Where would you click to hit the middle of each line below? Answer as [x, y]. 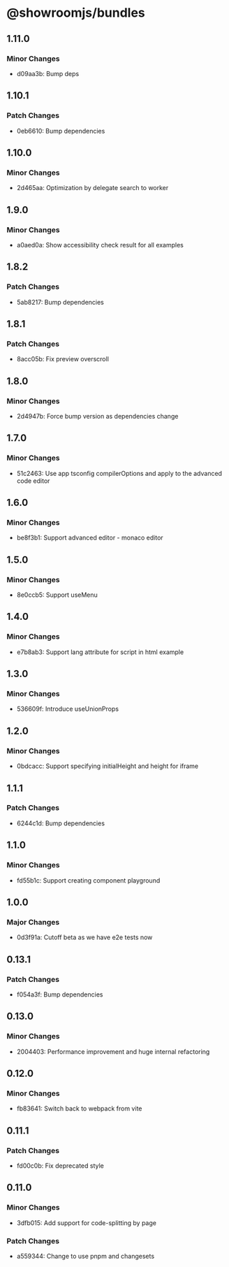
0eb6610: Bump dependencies [61, 131]
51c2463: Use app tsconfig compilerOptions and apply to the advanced [119, 473]
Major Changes [33, 922]
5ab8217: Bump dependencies [60, 302]
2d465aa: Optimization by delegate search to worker [93, 188]
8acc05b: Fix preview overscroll [63, 359]
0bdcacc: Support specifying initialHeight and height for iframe [108, 766]
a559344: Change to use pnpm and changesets [86, 1256]
